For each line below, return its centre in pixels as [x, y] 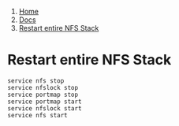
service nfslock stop [43, 87]
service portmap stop [43, 94]
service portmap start [45, 102]
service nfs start [37, 115]
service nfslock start [45, 108]
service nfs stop [36, 81]
